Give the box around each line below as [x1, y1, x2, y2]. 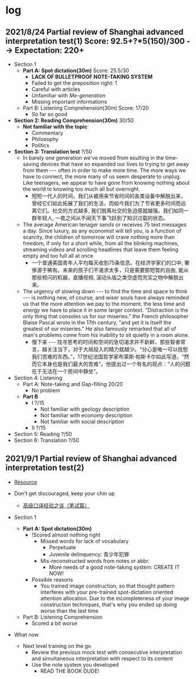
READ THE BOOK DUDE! [40, 667, 100, 674]
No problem [31, 387, 60, 394]
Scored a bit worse [31, 620, 77, 627]
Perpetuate [49, 543, 76, 550]
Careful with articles [31, 86, 80, 93]
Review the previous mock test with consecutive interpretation [31, 648, 183, 656]
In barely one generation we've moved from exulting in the [22, 154, 164, 161]
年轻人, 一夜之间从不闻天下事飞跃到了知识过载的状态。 [36, 215, 168, 221]
